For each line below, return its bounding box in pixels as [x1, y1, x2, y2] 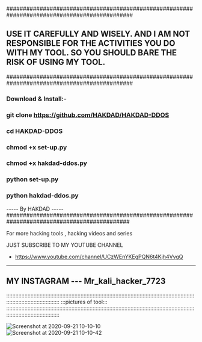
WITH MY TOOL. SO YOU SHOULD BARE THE [6, 48, 177, 58]
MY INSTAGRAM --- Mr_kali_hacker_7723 [6, 276, 166, 287]
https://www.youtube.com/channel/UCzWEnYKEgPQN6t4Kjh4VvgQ [14, 253, 183, 260]
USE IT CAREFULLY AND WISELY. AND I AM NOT [6, 29, 191, 39]
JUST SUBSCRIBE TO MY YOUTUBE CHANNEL [6, 241, 123, 249]
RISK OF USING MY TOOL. [6, 57, 106, 67]
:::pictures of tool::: [61, 298, 108, 306]
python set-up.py [6, 175, 59, 184]
